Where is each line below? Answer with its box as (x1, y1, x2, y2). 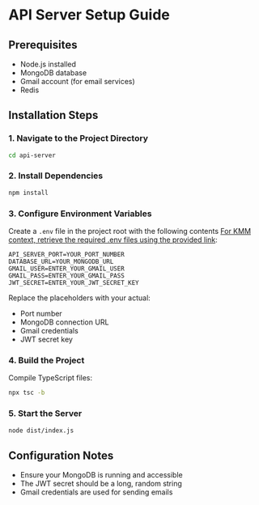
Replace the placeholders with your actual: (8, 293, 151, 303)
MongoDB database (19, 68, 87, 78)
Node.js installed (19, 59, 77, 69)
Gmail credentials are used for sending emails (19, 487, 173, 497)
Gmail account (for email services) (19, 77, 135, 86)
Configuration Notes (8, 448, 114, 462)
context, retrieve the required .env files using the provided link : (8, 235, 219, 244)
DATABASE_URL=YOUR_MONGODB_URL (8, 257, 114, 266)
